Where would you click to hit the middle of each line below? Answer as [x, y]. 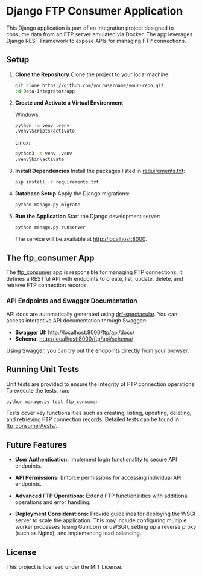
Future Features [37, 445]
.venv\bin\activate [39, 159]
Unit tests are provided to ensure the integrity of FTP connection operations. [101, 384]
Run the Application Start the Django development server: [88, 216]
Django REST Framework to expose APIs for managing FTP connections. [96, 41]
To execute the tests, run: [38, 390]
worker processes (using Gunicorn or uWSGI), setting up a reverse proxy [106, 527]
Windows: [27, 114]
